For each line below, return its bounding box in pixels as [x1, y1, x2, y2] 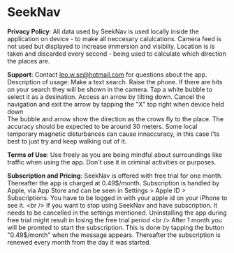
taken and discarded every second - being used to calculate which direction [7, 49, 227, 58]
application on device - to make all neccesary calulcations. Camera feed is [7, 34, 222, 43]
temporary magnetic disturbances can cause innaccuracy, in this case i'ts [7, 130, 220, 138]
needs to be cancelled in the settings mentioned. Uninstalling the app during [7, 208, 227, 217]
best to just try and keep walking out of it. [7, 137, 127, 145]
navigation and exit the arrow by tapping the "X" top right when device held [7, 100, 225, 108]
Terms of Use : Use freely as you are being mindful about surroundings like [7, 151, 222, 159]
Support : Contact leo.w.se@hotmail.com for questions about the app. [7, 70, 207, 79]
